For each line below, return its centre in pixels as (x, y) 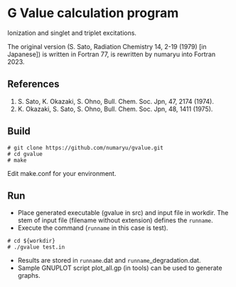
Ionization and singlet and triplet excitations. (72, 33)
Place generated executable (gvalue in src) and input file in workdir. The (123, 213)
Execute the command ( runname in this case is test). (93, 228)
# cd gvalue (25, 154)
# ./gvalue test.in (36, 247)
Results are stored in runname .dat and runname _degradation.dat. (109, 261)
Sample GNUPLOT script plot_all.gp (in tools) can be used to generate (120, 268)
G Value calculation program (93, 13)
